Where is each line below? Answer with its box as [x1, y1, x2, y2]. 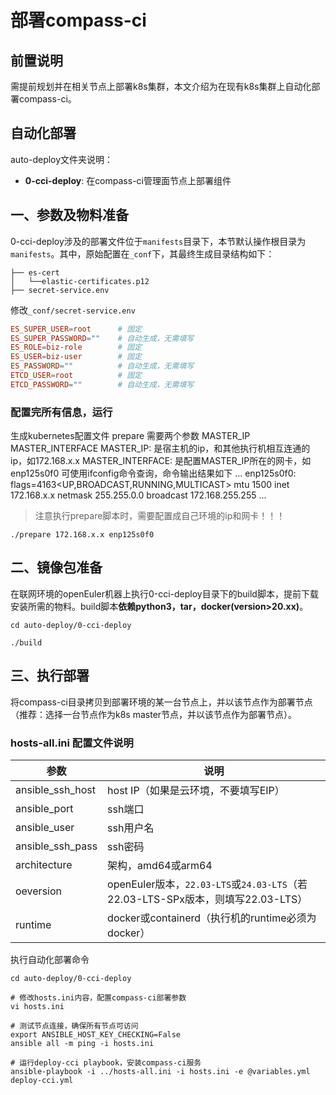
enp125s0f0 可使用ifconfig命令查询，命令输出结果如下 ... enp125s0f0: [10, 467, 297, 480]
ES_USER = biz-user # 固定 [10, 352, 142, 362]
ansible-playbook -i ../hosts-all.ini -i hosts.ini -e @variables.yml [10, 1066, 311, 1076]
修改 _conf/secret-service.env [10, 304, 136, 316]
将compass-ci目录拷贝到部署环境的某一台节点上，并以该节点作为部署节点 [10, 696, 313, 708]
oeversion [15, 884, 63, 898]
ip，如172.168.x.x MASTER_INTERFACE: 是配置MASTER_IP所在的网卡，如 [10, 455, 312, 467]
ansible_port [15, 801, 74, 815]
